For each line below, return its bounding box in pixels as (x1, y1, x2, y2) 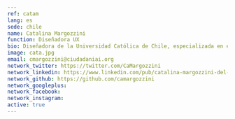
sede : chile (7, 23, 42, 30)
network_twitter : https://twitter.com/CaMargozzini (7, 62, 161, 69)
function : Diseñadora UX (7, 36, 80, 43)
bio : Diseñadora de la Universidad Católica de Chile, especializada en (7, 43, 224, 50)
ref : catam (7, 10, 39, 17)
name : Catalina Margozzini (7, 29, 86, 37)
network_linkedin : (7, 69, 61, 76)
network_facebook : (7, 88, 61, 95)
